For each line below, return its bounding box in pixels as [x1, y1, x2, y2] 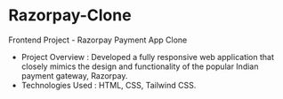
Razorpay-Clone [8, 5, 132, 26]
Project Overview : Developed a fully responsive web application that [20, 51, 275, 62]
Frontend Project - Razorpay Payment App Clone [8, 34, 188, 45]
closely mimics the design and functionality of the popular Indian [20, 61, 259, 72]
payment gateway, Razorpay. [20, 70, 128, 80]
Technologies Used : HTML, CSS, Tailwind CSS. [20, 80, 197, 90]
